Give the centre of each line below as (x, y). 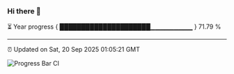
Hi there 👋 (24, 11)
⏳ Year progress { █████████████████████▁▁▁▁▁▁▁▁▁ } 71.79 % (114, 27)
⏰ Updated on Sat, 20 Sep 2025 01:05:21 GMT (74, 50)
